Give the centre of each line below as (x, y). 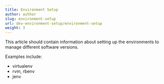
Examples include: (24, 56)
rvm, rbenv (23, 71)
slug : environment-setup (31, 19)
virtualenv (22, 66)
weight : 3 (15, 28)
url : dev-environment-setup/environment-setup (54, 23)
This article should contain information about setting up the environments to (82, 42)
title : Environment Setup (32, 10)
